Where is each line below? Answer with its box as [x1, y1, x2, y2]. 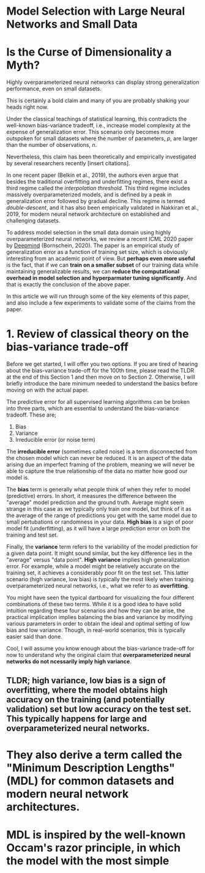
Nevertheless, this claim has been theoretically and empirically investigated [6, 153, 196, 160]
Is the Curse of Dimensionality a [6, 45, 173, 59]
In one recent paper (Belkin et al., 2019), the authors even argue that [6, 171, 179, 179]
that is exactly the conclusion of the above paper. [6, 281, 131, 288]
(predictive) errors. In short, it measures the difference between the [6, 492, 177, 500]
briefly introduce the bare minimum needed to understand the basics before [6, 380, 198, 387]
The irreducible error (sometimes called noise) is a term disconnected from [6, 448, 198, 455]
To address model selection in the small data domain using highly [6, 229, 171, 236]
